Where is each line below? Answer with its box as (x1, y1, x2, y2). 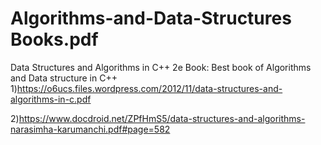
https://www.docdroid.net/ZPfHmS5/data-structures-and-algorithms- (18, 112, 306, 124)
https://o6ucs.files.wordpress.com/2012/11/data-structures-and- (16, 82, 283, 94)
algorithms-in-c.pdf (10, 93, 92, 105)
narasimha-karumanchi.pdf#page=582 (10, 123, 171, 135)
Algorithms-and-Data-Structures (10, 7, 292, 30)
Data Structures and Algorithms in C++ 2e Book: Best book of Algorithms (10, 61, 312, 73)
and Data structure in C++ (10, 72, 118, 84)
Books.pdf (10, 28, 99, 51)
